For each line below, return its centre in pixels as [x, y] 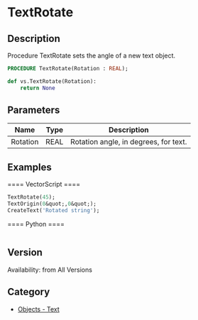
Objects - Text [39, 309]
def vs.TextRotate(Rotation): [52, 81]
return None [38, 88]
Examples [29, 167]
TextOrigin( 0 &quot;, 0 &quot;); [52, 204]
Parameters [34, 110]
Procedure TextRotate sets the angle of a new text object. [92, 55]
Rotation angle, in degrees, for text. [129, 142]
